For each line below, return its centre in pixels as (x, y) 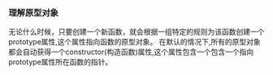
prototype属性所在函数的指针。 (61, 62)
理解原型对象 (34, 12)
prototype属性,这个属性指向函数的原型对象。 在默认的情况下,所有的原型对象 (135, 42)
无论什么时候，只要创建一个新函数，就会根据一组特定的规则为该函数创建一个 (136, 32)
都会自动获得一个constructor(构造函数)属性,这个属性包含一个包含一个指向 (131, 52)
